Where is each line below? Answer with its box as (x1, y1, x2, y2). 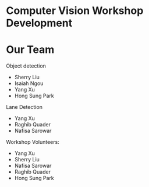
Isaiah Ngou (14, 80, 44, 87)
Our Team (6, 43, 55, 57)
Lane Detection (6, 104, 42, 111)
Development (6, 16, 73, 30)
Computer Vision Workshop (6, 4, 144, 17)
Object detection (6, 62, 47, 69)
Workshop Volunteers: (6, 139, 59, 146)
